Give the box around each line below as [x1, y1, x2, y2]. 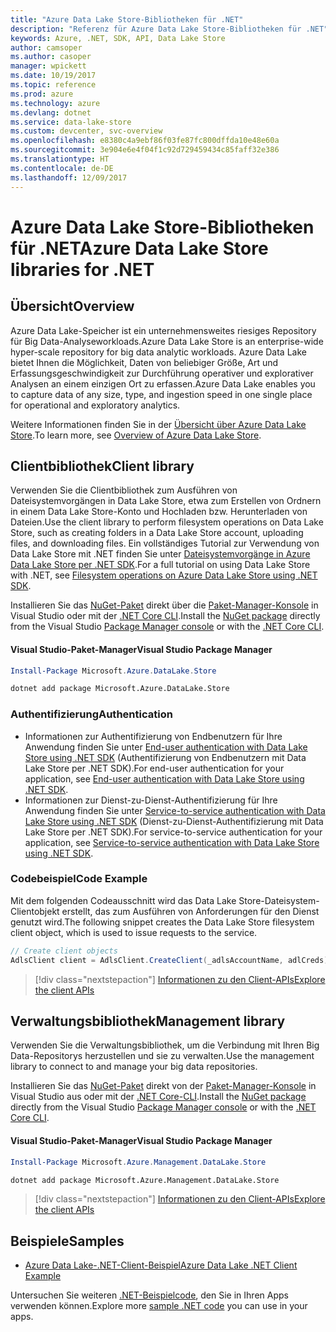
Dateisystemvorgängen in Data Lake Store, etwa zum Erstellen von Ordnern [10, 495, 322, 507]
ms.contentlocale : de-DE [10, 163, 114, 173]
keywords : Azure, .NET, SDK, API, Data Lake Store [10, 33, 226, 43]
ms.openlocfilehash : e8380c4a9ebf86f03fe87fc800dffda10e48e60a [10, 136, 280, 146]
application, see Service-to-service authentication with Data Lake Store [24, 836, 320, 848]
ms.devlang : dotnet [10, 107, 92, 118]
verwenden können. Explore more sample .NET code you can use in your [10, 1300, 308, 1312]
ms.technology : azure [10, 98, 101, 108]
